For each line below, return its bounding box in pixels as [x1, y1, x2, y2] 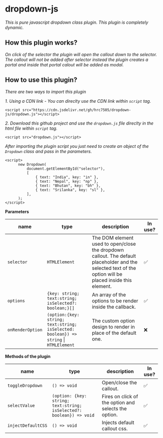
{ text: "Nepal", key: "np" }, [35, 179, 98, 184]
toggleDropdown [7, 383, 43, 388]
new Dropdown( [17, 162, 47, 167]
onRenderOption [7, 327, 43, 332]
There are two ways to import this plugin [5, 89, 86, 94]
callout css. [101, 425, 128, 432]
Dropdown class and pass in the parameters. [5, 148, 92, 154]
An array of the [92, 291, 126, 298]
